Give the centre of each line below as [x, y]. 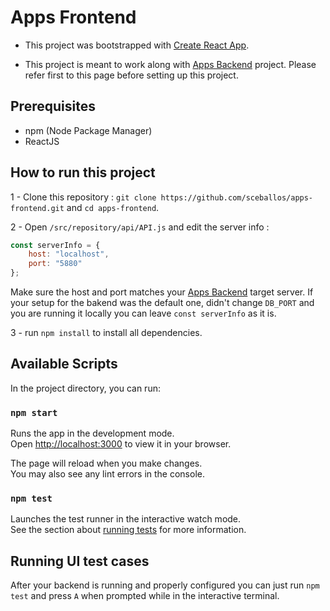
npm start [34, 412]
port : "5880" [55, 264]
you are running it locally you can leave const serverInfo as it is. [143, 313]
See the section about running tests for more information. [128, 530]
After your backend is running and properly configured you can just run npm [165, 585]
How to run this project [83, 172]
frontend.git [37, 208]
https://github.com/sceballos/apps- [237, 197]
